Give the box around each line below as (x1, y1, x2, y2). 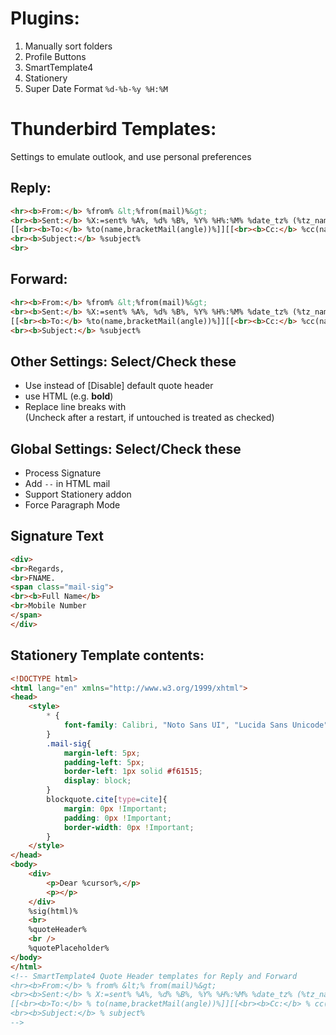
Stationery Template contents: (10, 647, 205, 664)
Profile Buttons (24, 50, 87, 62)
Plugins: (10, 7, 80, 30)
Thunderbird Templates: (10, 118, 217, 141)
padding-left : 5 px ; (63, 757, 145, 767)
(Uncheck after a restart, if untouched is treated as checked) (24, 412, 275, 424)
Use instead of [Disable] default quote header (24, 380, 214, 392)
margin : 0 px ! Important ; (63, 803, 168, 814)
